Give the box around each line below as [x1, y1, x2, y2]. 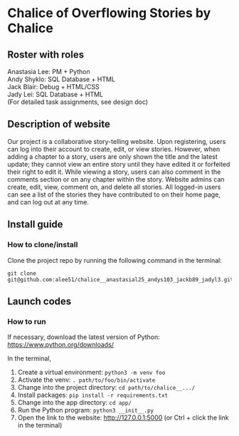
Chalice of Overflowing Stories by [7, 5, 211, 21]
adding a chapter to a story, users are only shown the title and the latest [7, 152, 218, 161]
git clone [7, 269, 37, 277]
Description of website [7, 118, 110, 130]
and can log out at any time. [7, 197, 89, 206]
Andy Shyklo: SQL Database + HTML [7, 75, 116, 83]
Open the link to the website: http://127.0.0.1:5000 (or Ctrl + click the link [17, 413, 229, 422]
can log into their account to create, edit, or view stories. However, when [7, 145, 221, 153]
